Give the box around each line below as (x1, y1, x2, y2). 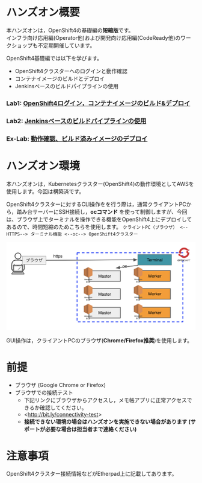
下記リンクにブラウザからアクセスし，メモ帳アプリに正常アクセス (23, 397, 188, 404)
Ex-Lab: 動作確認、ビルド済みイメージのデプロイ (6, 134, 148, 142)
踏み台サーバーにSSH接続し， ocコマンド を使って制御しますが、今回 (16, 208, 188, 215)
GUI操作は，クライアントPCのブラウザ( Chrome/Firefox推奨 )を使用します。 (6, 337, 193, 344)
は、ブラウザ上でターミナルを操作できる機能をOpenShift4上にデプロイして (6, 216, 192, 223)
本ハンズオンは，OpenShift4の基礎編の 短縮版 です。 (6, 27, 134, 34)
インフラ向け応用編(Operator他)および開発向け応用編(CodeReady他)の (6, 34, 181, 41)
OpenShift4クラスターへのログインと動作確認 (14, 67, 128, 74)
